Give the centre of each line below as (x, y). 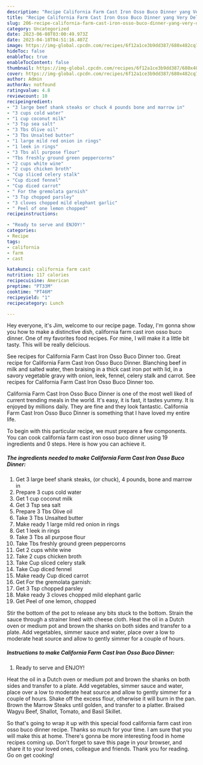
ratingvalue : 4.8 (29, 91)
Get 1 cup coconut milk (44, 499)
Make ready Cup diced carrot (52, 576)
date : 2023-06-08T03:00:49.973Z (47, 34)
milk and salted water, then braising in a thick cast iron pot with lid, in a (95, 370)
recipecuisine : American (38, 281)
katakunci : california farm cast (49, 269)
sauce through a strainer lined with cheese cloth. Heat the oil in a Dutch (95, 619)
